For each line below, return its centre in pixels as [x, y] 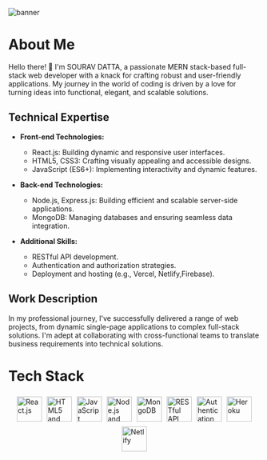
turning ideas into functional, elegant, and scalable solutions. [109, 92]
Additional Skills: [49, 241]
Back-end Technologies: [62, 185]
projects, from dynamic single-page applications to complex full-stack [124, 326]
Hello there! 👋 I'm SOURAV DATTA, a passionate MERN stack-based [120, 66]
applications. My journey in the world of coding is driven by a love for [122, 83]
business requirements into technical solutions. [86, 343]
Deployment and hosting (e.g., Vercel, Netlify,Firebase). [123, 274]
